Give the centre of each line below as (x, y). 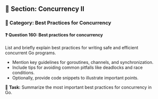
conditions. (23, 72)
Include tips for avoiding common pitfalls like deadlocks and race (77, 67)
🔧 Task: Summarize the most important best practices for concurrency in (79, 87)
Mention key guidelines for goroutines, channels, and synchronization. (83, 62)
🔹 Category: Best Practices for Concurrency (58, 23)
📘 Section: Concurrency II (45, 9)
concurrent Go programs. (30, 53)
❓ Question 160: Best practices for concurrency (54, 35)
